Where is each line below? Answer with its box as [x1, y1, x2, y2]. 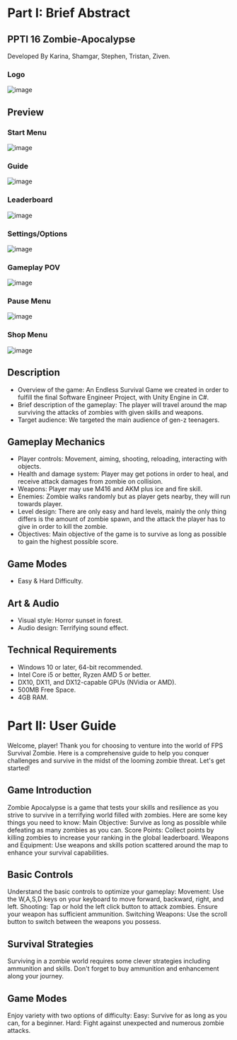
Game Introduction [7, 784, 92, 796]
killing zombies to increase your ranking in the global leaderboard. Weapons [7, 833, 229, 842]
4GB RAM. [17, 692, 48, 702]
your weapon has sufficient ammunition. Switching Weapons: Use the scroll [7, 910, 228, 918]
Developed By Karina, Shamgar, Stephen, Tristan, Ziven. [7, 52, 171, 60]
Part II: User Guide [7, 718, 117, 734]
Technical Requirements [7, 644, 117, 656]
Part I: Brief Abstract [7, 5, 131, 21]
